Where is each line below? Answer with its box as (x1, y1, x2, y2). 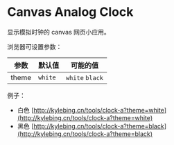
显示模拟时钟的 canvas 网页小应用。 (7, 28, 110, 36)
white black (65, 74, 104, 81)
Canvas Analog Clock (7, 4, 134, 20)
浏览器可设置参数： (7, 42, 62, 50)
